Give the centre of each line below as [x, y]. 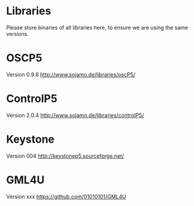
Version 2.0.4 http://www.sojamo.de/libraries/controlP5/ [75, 115]
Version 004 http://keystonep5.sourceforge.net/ [65, 156]
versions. [17, 33]
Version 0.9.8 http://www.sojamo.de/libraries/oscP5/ [71, 74]
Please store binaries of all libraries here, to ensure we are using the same [97, 27]
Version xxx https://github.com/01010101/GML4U [66, 196]
